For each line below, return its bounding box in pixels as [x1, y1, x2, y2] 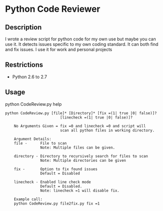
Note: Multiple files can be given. [40, 145, 115, 150]
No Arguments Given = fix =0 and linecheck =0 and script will [14, 123, 146, 128]
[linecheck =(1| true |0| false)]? [59, 115, 133, 120]
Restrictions [5, 60, 43, 69]
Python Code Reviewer [5, 3, 101, 15]
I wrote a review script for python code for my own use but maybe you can [5, 36, 156, 42]
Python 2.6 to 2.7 [12, 74, 48, 80]
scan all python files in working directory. [59, 128, 155, 133]
